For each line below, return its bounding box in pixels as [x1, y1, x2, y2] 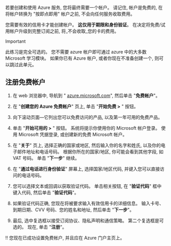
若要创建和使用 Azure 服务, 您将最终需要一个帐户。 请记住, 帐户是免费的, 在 [5, 5, 163, 10]
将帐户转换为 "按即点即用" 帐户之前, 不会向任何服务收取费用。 [5, 11, 135, 17]
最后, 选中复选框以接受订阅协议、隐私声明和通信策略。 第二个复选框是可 [12, 217, 164, 224]
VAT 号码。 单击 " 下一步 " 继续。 [12, 155, 80, 161]
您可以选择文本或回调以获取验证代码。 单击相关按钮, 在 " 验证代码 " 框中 [12, 183, 162, 189]
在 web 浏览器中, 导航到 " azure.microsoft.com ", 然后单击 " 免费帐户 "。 [12, 92, 160, 99]
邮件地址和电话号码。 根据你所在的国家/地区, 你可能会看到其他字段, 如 [17, 149, 164, 155]
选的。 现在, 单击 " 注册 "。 [12, 224, 67, 230]
